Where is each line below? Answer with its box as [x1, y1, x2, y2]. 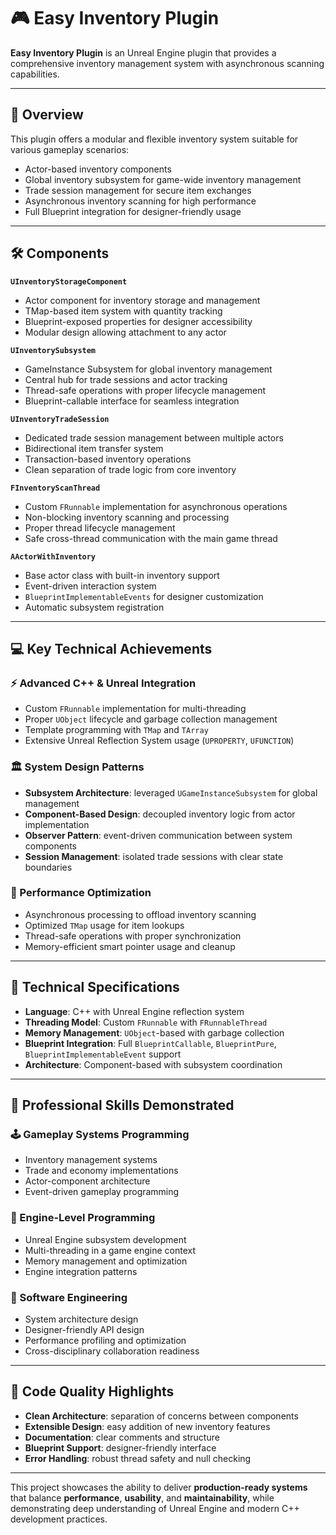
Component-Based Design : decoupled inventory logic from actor [24, 808, 296, 820]
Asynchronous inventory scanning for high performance [24, 195, 257, 207]
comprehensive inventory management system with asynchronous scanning [10, 57, 325, 69]
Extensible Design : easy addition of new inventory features [24, 1420, 271, 1432]
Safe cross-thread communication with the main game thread [24, 532, 278, 544]
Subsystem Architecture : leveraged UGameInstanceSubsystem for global [24, 786, 318, 799]
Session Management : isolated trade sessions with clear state [24, 850, 284, 862]
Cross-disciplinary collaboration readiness [24, 1345, 200, 1357]
